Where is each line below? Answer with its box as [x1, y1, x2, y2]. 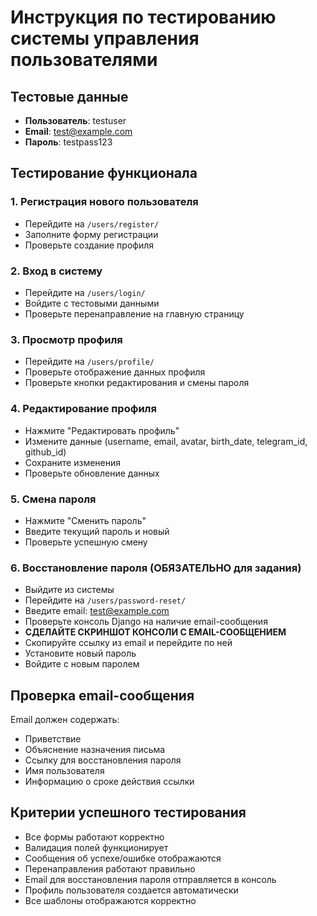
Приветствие [24, 732, 82, 745]
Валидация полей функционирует [24, 841, 169, 853]
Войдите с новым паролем [24, 658, 140, 670]
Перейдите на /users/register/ [24, 217, 160, 230]
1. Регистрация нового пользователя [10, 195, 199, 209]
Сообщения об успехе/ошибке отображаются [24, 852, 222, 864]
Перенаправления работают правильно [24, 862, 196, 875]
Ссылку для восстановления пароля [24, 754, 182, 766]
